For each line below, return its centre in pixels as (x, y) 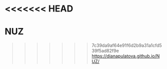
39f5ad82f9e (105, 51)
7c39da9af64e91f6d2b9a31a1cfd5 (127, 45)
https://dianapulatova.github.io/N (126, 56)
